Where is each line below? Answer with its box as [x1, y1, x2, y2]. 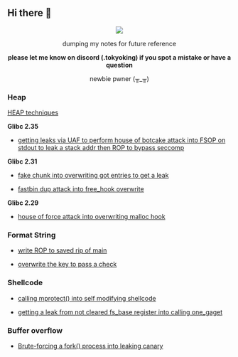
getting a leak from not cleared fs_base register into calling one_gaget [17, 307, 223, 316]
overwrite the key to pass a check [17, 260, 117, 269]
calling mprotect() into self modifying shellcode [17, 294, 156, 302]
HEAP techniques [7, 108, 59, 117]
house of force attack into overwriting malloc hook [17, 213, 166, 221]
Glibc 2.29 [7, 198, 39, 207]
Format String [7, 230, 56, 240]
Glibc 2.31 [7, 157, 38, 166]
